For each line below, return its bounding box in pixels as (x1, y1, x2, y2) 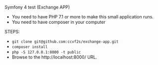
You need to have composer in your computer (11, 19, 106, 25)
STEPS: (4, 29, 20, 34)
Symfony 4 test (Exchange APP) (4, 4, 70, 10)
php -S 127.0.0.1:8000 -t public (11, 50, 81, 55)
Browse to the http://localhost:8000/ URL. (11, 54, 98, 60)
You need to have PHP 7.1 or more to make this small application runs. (11, 14, 154, 19)
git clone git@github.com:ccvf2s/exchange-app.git (11, 39, 119, 44)
